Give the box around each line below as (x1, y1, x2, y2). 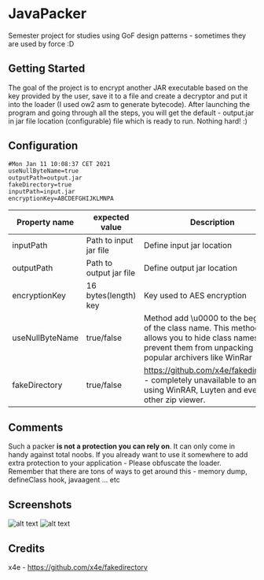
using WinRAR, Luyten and (144, 384, 242, 395)
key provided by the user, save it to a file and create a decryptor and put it (8, 91, 247, 101)
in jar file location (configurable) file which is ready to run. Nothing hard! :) (8, 116, 247, 126)
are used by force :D (8, 39, 75, 48)
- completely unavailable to (144, 375, 246, 386)
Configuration (8, 139, 79, 153)
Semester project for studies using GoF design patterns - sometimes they (8, 31, 246, 40)
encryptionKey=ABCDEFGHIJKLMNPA (8, 194, 114, 202)
